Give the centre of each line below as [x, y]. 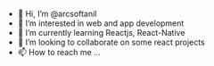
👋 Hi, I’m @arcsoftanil [57, 14]
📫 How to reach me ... [59, 52]
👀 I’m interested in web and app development [101, 23]
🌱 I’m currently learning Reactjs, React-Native [101, 33]
